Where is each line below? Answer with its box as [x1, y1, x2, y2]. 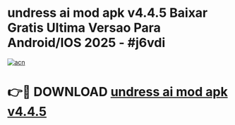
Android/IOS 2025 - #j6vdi [7, 35, 166, 51]
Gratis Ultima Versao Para [7, 20, 161, 36]
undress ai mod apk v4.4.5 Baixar [7, 5, 208, 21]
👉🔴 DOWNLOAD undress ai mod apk [7, 84, 228, 100]
